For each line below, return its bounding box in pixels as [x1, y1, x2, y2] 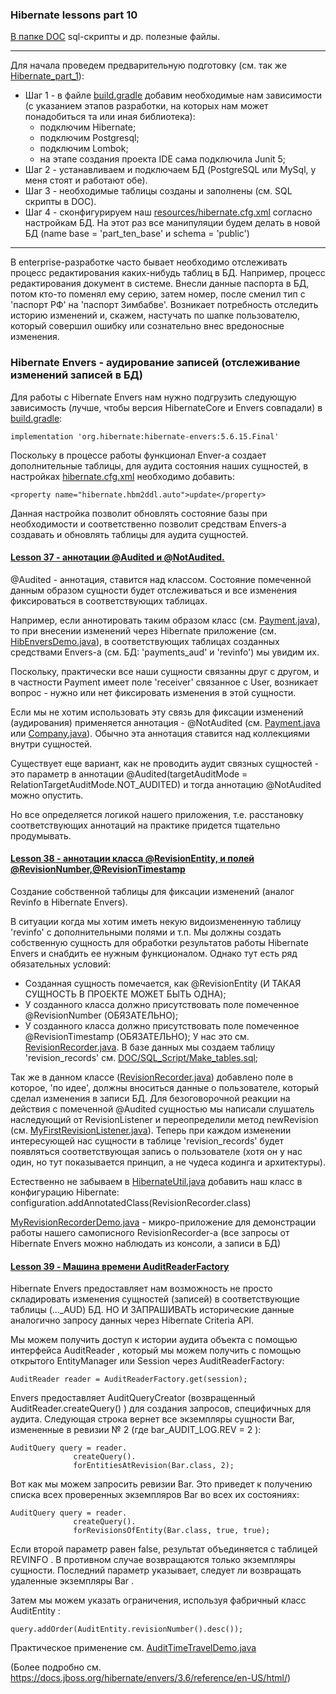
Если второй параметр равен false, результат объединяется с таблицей [10, 1543, 318, 1555]
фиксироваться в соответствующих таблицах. [10, 594, 208, 607]
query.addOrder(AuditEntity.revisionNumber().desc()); [10, 1624, 244, 1635]
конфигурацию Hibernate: [10, 1186, 120, 1198]
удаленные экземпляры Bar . [10, 1575, 135, 1587]
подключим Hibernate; [39, 121, 137, 133]
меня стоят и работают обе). [24, 174, 148, 187]
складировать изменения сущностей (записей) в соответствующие [10, 1293, 300, 1305]
